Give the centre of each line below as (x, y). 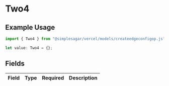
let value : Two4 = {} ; (29, 48)
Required (53, 77)
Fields (15, 64)
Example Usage (30, 27)
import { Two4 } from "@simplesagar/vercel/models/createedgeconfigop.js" (85, 39)
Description (83, 77)
